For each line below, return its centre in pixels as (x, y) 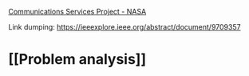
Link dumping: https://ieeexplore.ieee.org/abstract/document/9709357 (125, 27)
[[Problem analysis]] (77, 60)
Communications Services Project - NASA (77, 12)
